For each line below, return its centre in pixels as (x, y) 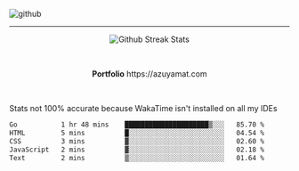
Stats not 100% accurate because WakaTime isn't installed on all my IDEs (143, 108)
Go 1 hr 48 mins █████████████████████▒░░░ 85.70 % (137, 125)
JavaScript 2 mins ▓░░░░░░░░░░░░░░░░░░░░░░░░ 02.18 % (137, 150)
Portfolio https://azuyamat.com (149, 74)
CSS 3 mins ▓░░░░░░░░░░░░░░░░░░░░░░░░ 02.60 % (137, 141)
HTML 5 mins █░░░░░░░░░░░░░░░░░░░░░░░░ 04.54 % (137, 133)
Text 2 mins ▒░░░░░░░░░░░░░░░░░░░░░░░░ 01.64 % (137, 158)
